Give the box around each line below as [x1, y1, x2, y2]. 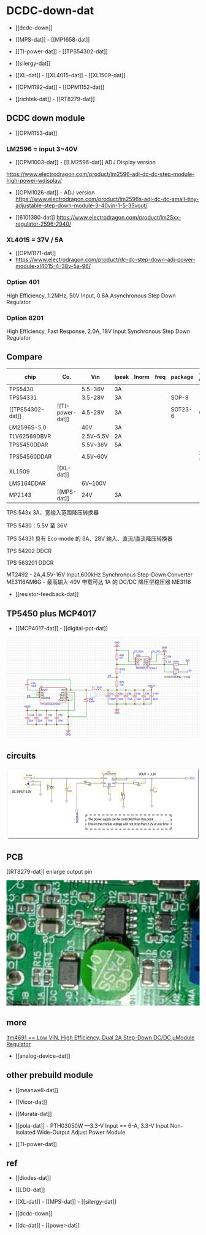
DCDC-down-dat [6, 4, 94, 18]
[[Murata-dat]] [15, 1110, 52, 1117]
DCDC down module [6, 113, 85, 123]
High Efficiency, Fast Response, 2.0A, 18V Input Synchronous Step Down [6, 327, 191, 335]
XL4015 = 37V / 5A [6, 235, 64, 244]
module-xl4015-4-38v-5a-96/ [15, 262, 91, 270]
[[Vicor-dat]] [15, 1098, 47, 1106]
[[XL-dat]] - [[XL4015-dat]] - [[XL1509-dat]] [15, 71, 126, 78]
